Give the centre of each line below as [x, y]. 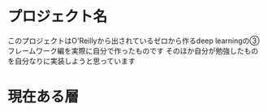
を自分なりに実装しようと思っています [71, 61]
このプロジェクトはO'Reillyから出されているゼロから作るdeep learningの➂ [134, 41]
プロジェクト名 [58, 17]
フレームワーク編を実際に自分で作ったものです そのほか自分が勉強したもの [133, 50]
